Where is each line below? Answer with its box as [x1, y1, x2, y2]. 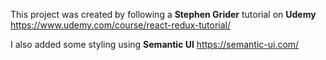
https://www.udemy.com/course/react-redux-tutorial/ [10, 19, 232, 31]
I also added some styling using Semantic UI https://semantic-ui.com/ [10, 39, 300, 50]
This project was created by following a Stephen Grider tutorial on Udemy [10, 9, 317, 20]
